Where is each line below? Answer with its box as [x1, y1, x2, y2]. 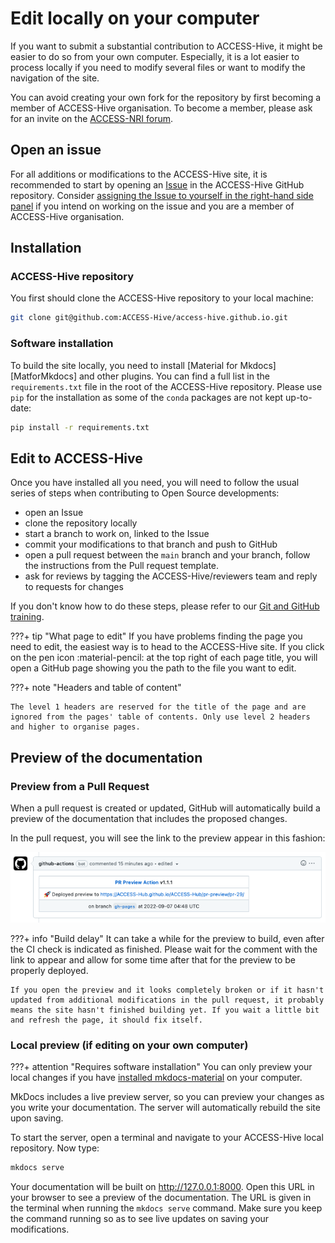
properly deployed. [10, 964, 89, 976]
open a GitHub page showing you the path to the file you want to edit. [10, 662, 297, 674]
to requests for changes [24, 581, 124, 593]
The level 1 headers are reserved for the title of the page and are [10, 702, 307, 712]
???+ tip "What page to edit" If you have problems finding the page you [10, 630, 303, 642]
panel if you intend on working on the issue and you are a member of [10, 200, 295, 212]
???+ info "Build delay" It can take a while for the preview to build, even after [10, 932, 325, 944]
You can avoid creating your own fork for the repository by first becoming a [10, 91, 322, 103]
